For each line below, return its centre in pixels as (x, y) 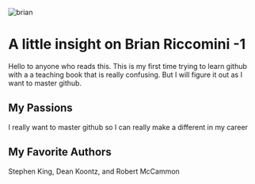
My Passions (40, 108)
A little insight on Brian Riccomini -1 (127, 44)
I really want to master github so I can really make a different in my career (128, 127)
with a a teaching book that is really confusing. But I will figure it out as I (126, 75)
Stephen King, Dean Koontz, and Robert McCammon (94, 171)
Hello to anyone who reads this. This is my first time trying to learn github (128, 66)
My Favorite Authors (60, 152)
